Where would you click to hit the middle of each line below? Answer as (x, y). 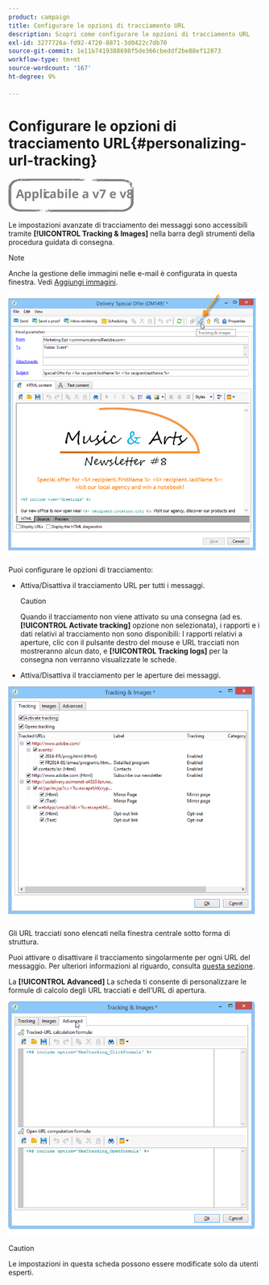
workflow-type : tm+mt (45, 60)
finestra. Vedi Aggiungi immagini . (63, 282)
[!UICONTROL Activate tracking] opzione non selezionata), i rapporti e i (140, 625)
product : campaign (39, 17)
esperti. (21, 1273)
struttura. (24, 942)
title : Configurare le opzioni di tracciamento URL (97, 25)
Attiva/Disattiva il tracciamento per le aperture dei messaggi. (120, 675)
